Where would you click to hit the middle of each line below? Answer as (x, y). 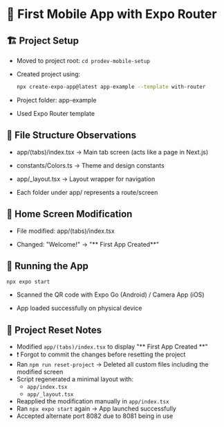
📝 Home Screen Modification (69, 214)
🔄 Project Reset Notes (54, 330)
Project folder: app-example (56, 100)
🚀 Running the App (48, 266)
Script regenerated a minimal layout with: (75, 379)
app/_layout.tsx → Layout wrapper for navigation (86, 179)
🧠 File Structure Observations (71, 136)
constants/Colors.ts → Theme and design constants (91, 165)
